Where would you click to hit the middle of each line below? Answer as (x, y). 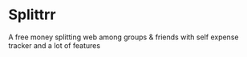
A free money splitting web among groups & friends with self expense (123, 37)
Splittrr (32, 15)
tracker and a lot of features (55, 45)
